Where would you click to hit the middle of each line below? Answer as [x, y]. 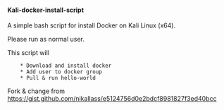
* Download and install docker [66, 66]
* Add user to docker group [61, 72]
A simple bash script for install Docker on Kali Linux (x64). [92, 25]
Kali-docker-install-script [46, 10]
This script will [28, 53]
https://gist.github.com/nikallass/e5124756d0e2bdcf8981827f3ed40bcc [112, 99]
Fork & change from [36, 91]
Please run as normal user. [46, 39]
